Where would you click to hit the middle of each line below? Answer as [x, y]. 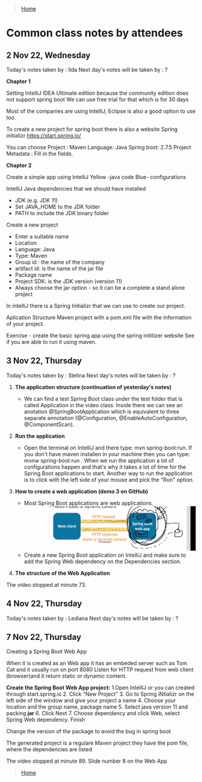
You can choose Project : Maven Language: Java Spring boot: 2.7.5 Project [99, 147]
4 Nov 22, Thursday [44, 604]
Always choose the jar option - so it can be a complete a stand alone [100, 288]
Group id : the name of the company [60, 262]
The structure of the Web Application [62, 573]
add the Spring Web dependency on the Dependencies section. [103, 561]
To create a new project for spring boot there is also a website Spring [92, 129]
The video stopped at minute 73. [46, 584]
